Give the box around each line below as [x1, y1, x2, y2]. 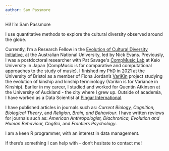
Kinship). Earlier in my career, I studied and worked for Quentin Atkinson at [5, 84, 160, 90]
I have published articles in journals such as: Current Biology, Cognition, [5, 104, 155, 110]
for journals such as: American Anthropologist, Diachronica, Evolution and [5, 115, 160, 121]
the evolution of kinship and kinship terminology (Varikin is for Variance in [5, 78, 158, 84]
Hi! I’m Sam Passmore [5, 21, 51, 27]
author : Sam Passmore [5, 7, 51, 13]
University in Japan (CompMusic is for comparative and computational [5, 62, 152, 68]
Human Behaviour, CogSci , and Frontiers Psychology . [5, 120, 117, 126]
